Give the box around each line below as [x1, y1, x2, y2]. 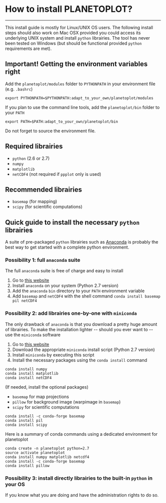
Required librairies [5, 142, 63, 151]
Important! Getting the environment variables [5, 60, 148, 68]
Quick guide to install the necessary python [5, 218, 140, 226]
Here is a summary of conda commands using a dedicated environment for [5, 431, 158, 437]
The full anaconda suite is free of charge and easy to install [5, 268, 124, 274]
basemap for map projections [12, 394, 69, 400]
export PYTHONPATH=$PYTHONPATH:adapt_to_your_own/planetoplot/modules [5, 96, 154, 101]
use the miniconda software [5, 332, 61, 338]
